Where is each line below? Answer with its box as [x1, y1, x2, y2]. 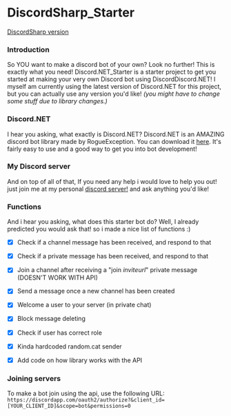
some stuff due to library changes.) [7, 97, 108, 105]
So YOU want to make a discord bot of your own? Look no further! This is [7, 61, 215, 69]
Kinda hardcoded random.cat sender [17, 342, 122, 351]
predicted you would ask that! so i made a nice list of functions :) [7, 225, 191, 233]
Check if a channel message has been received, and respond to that [17, 238, 212, 247]
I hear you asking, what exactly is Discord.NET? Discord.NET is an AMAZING [7, 129, 225, 138]
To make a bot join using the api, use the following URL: [7, 389, 165, 397]
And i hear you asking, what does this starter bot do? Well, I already [7, 218, 199, 226]
